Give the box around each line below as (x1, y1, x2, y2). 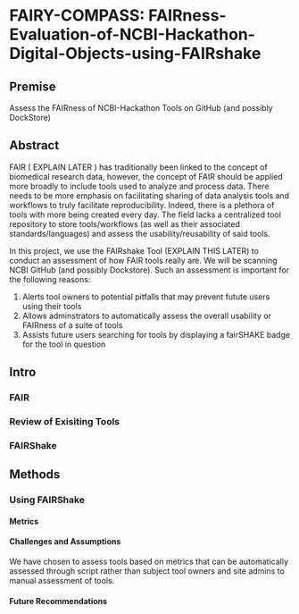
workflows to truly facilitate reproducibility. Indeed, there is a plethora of (9, 199, 275, 210)
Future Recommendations (9, 595, 108, 606)
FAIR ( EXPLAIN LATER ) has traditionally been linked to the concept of (9, 162, 268, 172)
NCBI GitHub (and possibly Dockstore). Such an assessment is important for (9, 265, 290, 275)
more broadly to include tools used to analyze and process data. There (9, 181, 270, 191)
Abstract (9, 138, 60, 153)
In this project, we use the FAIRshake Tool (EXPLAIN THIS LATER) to (9, 245, 259, 256)
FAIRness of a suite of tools (21, 319, 123, 331)
